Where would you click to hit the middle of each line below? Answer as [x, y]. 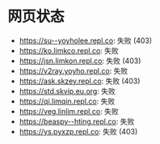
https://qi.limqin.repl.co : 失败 [67, 101]
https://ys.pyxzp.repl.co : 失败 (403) [78, 131]
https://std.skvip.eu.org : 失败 [67, 91]
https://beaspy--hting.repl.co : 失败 [77, 121]
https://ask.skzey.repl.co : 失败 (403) [80, 81]
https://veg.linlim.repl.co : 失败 [69, 111]
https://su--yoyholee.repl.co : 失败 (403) [86, 40]
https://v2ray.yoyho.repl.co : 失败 [74, 70]
